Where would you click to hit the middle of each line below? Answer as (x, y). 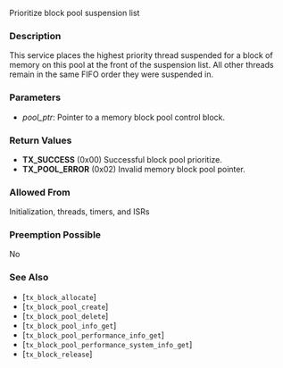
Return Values (41, 140)
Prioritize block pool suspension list (75, 13)
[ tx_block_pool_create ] (65, 306)
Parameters (35, 97)
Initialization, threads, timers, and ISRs (79, 212)
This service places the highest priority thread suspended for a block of (141, 55)
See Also (29, 278)
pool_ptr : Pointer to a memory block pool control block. (124, 117)
